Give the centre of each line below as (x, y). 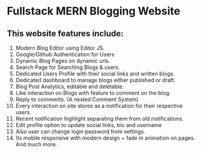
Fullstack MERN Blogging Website (94, 11)
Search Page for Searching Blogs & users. (68, 67)
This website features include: (65, 34)
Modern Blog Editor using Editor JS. (60, 48)
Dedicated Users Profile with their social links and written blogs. (95, 73)
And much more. (36, 144)
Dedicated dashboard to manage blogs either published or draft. (95, 80)
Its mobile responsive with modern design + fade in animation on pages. (105, 138)
